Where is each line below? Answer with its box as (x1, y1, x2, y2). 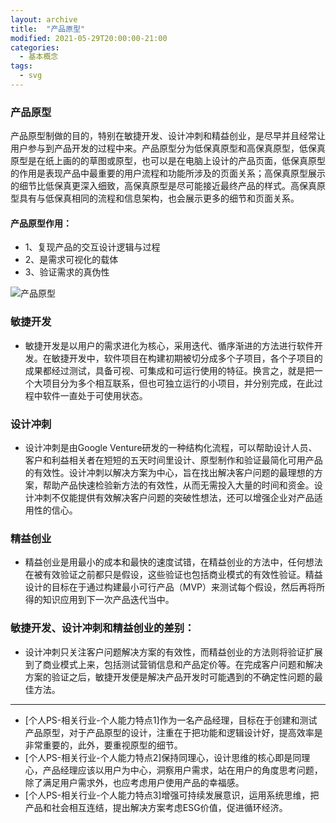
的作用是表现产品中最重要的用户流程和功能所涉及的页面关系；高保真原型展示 (10, 167, 326, 180)
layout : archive (10, 14, 78, 25)
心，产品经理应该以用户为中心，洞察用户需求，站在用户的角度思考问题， (24, 764, 323, 776)
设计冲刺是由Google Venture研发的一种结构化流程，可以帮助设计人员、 (24, 441, 318, 453)
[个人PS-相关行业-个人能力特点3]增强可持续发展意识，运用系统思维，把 (24, 789, 320, 801)
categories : (10, 42, 60, 53)
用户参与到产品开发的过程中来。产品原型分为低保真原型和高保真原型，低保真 (10, 142, 326, 155)
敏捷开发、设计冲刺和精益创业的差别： (10, 621, 195, 635)
